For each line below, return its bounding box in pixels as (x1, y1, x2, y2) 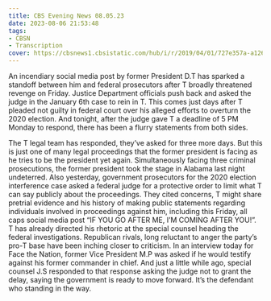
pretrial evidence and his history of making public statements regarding (8, 198, 246, 208)
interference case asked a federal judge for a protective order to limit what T (8, 181, 262, 190)
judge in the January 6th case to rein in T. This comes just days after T (8, 97, 244, 106)
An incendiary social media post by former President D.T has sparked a (8, 72, 245, 80)
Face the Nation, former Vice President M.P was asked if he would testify (8, 249, 252, 258)
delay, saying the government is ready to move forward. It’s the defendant (8, 275, 254, 284)
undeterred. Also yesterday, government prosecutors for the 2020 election (8, 172, 256, 182)
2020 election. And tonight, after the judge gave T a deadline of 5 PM (8, 114, 240, 123)
